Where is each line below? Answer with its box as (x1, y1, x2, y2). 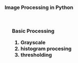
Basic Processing (11, 28, 55, 35)
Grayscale (20, 39, 46, 46)
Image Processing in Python (4, 4, 74, 11)
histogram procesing (20, 45, 72, 52)
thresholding (20, 51, 52, 58)
